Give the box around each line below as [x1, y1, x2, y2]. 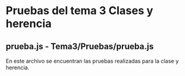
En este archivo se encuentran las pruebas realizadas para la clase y [6, 58, 179, 64]
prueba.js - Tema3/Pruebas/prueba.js [6, 41, 154, 51]
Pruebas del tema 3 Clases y [6, 4, 154, 18]
